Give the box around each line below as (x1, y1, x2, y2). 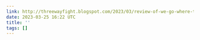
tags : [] (6, 25, 28, 31)
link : (6, 8, 20, 15)
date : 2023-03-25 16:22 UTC (6, 14, 76, 20)
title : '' (6, 19, 31, 25)
